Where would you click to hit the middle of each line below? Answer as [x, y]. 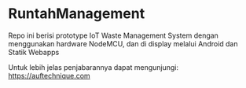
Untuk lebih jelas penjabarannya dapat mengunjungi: [94, 67]
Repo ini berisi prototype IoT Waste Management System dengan [113, 35]
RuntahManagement [77, 14]
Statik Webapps [34, 52]
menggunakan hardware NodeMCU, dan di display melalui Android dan [123, 43]
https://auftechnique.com [49, 75]
